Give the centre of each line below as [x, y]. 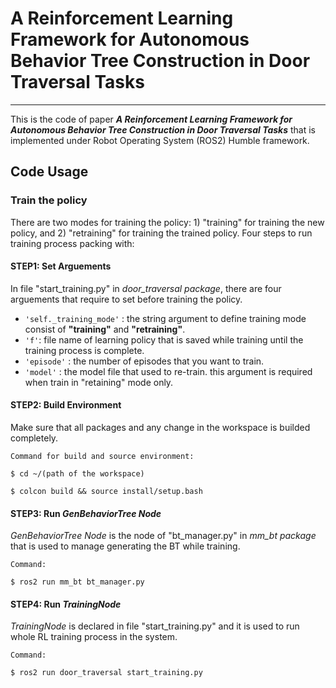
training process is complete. [84, 350]
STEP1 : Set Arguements [61, 266]
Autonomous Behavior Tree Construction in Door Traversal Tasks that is [163, 129]
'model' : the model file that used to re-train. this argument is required [168, 371]
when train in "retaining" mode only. [99, 382]
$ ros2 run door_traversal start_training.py [106, 673]
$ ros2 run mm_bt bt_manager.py [77, 582]
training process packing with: [72, 243]
